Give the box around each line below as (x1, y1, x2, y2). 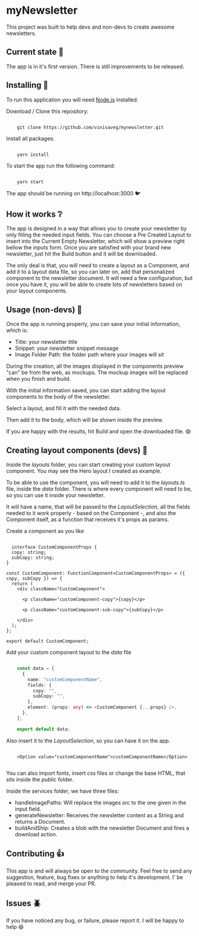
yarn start (17, 178, 44, 185)
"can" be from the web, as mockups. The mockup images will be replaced (6, 369, 188, 376)
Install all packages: (6, 135, 55, 142)
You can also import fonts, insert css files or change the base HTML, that (6, 769, 186, 777)
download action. (14, 830, 58, 838)
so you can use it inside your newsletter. (6, 492, 105, 498)
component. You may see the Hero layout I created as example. (6, 467, 162, 475)
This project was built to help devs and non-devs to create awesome (6, 23, 175, 30)
